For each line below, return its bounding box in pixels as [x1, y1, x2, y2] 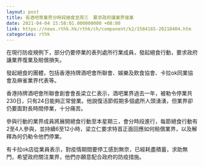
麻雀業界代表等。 [16, 77, 59, 84]
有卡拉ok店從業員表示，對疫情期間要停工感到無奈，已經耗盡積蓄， [6, 146, 172, 153]
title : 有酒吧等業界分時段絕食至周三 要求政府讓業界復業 [6, 15, 134, 21]
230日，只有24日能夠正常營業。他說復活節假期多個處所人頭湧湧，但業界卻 [6, 98, 193, 105]
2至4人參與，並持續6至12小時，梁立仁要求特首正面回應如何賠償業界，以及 [6, 125, 192, 133]
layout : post [6, 8, 39, 15]
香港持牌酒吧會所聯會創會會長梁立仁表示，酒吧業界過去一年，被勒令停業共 [6, 90, 192, 97]
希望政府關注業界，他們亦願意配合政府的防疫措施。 [16, 153, 144, 161]
